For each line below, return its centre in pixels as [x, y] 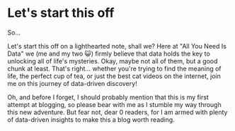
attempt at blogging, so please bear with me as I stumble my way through [114, 104]
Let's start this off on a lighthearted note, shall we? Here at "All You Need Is [117, 46]
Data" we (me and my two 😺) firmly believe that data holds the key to [109, 54]
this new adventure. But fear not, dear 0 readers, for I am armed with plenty [117, 112]
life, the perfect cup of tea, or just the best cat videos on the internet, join [114, 76]
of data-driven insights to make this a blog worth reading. [91, 119]
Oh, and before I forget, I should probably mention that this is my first [108, 97]
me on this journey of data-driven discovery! [72, 83]
